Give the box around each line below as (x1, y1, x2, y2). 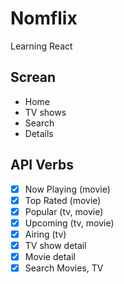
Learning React (10, 40, 73, 52)
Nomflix (10, 7, 78, 30)
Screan (10, 69, 57, 86)
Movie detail (24, 250, 76, 262)
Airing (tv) (24, 228, 67, 240)
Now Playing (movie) (24, 183, 111, 195)
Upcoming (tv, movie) (24, 217, 115, 229)
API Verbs (10, 157, 74, 174)
